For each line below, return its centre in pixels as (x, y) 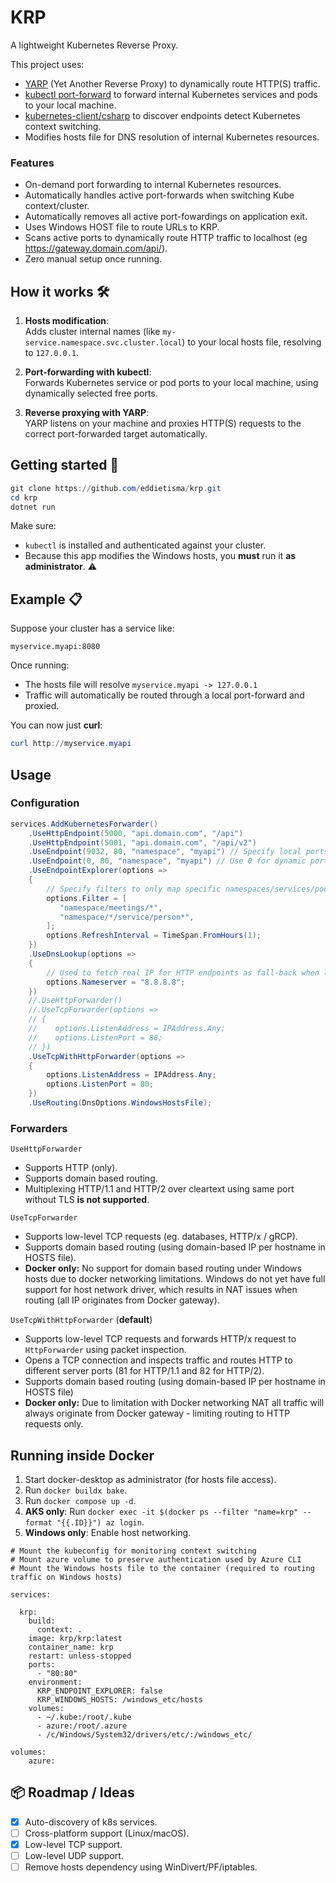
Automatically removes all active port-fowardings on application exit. (166, 217)
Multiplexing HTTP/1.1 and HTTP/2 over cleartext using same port (159, 1189)
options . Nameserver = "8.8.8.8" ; (116, 982)
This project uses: (47, 64)
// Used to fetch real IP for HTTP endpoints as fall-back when (183, 972)
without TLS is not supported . (87, 1200)
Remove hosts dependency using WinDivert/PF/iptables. (141, 1867)
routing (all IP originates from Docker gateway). (122, 1300)
